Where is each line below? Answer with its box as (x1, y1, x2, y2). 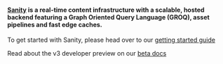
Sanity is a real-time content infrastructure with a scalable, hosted (7, 6, 205, 14)
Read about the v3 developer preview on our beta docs (7, 49, 167, 58)
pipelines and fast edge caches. (7, 20, 103, 29)
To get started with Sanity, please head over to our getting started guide (7, 35, 216, 45)
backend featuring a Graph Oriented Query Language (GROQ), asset (7, 13, 210, 21)
